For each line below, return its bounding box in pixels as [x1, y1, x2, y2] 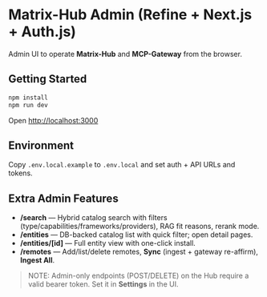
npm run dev [8, 101, 48, 109]
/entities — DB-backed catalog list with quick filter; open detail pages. [19, 230, 253, 239]
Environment [8, 138, 75, 152]
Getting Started [8, 72, 87, 86]
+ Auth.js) [8, 22, 76, 41]
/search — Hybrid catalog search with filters [19, 213, 168, 223]
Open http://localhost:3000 [8, 115, 99, 125]
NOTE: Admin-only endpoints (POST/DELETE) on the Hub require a [27, 271, 249, 281]
